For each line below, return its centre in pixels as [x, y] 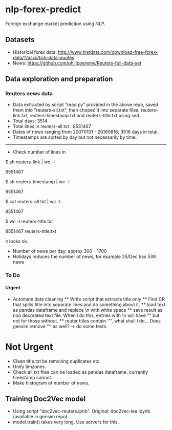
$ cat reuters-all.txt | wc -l [33, 202]
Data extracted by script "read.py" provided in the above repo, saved [85, 105]
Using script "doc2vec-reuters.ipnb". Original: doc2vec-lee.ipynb [81, 411]
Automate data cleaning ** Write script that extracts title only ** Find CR [89, 299]
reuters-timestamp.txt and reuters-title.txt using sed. [85, 116]
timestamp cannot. [33, 377]
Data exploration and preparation [59, 79]
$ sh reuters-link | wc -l [30, 162]
